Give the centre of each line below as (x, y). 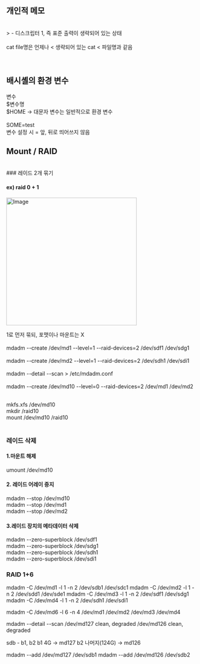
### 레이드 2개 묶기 (30, 173)
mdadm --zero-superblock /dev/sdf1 (52, 539)
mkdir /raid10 (23, 411)
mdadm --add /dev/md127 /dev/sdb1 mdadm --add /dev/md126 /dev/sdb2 (98, 655)
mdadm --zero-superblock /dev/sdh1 (52, 553)
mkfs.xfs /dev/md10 (31, 405)
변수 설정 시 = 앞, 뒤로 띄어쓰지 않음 (48, 132)
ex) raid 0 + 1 (23, 187)
